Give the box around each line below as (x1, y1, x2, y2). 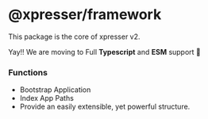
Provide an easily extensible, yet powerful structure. (19, 102, 191, 112)
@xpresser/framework (8, 6, 162, 24)
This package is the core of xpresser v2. (8, 32, 141, 41)
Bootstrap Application (19, 85, 91, 94)
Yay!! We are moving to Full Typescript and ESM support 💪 (8, 47, 201, 56)
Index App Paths (19, 94, 74, 103)
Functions (8, 67, 48, 78)
